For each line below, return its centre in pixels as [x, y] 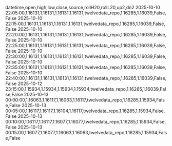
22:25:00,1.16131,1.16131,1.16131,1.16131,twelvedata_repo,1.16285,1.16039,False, [86, 45]
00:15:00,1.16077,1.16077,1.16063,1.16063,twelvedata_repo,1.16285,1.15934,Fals [86, 132]
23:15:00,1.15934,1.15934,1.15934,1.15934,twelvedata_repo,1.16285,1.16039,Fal [86, 89]
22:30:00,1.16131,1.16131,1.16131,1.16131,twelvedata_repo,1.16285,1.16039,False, [86, 56]
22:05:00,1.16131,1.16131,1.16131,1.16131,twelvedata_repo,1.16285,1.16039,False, [86, 13]
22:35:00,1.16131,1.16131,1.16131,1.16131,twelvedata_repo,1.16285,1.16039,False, [86, 67]
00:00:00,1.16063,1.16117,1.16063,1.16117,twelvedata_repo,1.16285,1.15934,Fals [85, 100]
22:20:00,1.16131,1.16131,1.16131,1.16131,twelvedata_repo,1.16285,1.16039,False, [86, 35]
